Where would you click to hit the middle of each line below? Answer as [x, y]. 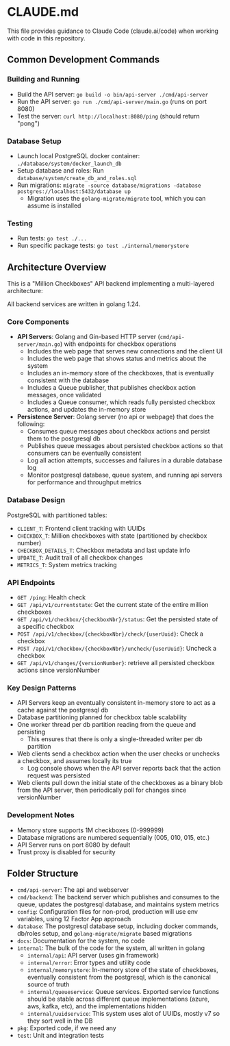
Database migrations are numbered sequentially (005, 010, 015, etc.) [113, 837]
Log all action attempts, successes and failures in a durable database [125, 460]
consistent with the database [68, 380]
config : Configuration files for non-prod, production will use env [107, 912]
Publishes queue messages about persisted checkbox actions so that [125, 446]
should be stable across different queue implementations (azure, [118, 999]
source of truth [48, 984]
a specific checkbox [46, 626]
